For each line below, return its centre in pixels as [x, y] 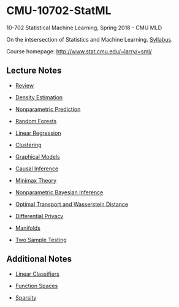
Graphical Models [37, 156]
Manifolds [28, 228]
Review [25, 85]
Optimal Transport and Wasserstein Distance [72, 204]
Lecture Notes [34, 71]
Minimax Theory [36, 180]
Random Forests [36, 121]
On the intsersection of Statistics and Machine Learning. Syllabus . [89, 39]
